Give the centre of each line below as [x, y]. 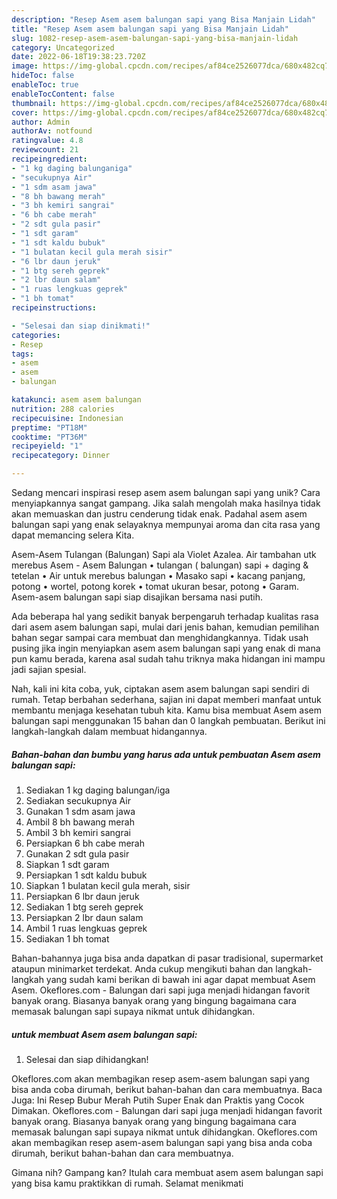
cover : [25, 112]
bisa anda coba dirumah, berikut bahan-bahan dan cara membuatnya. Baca [167, 1089]
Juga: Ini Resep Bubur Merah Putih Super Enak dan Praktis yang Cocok [158, 1100]
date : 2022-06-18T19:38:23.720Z [78, 57]
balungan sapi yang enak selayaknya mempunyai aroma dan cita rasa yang [166, 524]
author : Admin [41, 122]
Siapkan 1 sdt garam [67, 864]
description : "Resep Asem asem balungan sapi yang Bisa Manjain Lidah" [163, 19]
